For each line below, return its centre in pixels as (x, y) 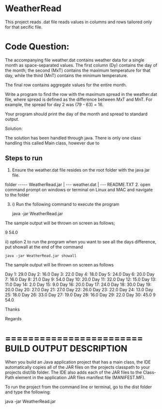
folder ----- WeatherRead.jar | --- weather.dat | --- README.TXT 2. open (78, 184)
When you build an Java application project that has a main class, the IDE (78, 362)
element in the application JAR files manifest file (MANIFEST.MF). (80, 377)
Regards (13, 318)
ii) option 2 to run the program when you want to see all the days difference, (81, 242)
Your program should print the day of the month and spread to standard (76, 114)
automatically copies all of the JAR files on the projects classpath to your (77, 367)
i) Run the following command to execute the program (66, 204)
